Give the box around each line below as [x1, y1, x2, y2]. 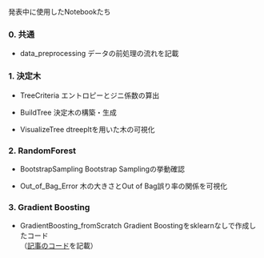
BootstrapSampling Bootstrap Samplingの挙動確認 [19, 163, 186, 174]
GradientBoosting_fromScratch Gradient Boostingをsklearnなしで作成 [19, 221, 250, 231]
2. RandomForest [8, 145, 77, 156]
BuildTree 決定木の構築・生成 [19, 107, 118, 117]
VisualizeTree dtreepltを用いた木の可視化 [19, 124, 155, 134]
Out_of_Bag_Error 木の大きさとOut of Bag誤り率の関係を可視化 [19, 181, 228, 191]
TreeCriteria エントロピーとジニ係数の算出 [19, 91, 160, 100]
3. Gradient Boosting [8, 201, 90, 212]
